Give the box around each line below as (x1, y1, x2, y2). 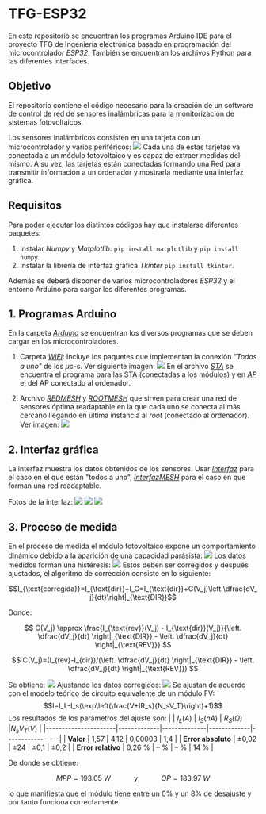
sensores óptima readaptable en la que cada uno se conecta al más (19, 402, 241, 412)
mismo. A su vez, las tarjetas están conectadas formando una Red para (8, 159, 241, 168)
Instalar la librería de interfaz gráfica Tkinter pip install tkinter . (19, 260, 234, 270)
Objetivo (8, 79, 51, 93)
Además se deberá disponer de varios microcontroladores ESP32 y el (8, 275, 236, 286)
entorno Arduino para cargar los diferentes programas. (8, 284, 187, 294)
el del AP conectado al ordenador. (19, 378, 131, 388)
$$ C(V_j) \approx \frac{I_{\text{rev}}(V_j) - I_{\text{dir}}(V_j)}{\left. (24, 624, 242, 632)
